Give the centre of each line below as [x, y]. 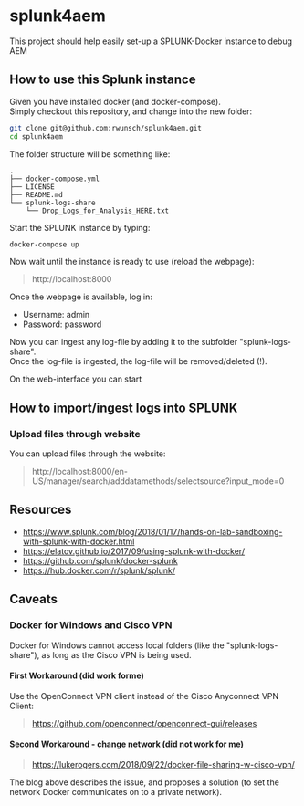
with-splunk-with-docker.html [79, 541]
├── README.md [37, 194]
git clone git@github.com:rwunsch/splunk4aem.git [106, 128]
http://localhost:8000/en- [79, 472]
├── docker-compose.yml [55, 179]
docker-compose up [44, 244]
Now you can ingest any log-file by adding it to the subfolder [124, 342]
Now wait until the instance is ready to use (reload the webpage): [132, 262]
